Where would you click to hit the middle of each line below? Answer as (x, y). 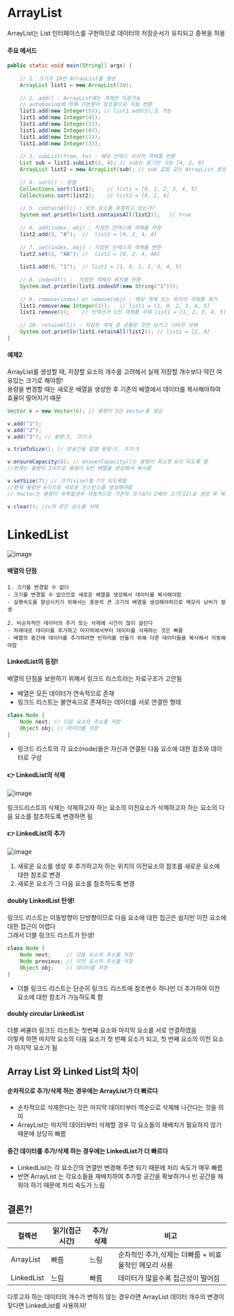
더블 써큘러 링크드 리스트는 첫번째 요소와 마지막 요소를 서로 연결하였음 (102, 1030)
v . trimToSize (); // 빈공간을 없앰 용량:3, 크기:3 (73, 449)
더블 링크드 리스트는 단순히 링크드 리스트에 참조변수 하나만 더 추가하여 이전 (119, 989)
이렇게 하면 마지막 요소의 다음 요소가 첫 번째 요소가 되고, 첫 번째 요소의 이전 (109, 1039)
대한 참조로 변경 (39, 875)
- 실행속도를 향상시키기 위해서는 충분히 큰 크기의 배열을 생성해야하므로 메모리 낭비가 (112, 602)
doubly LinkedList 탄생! (41, 901)
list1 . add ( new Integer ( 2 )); (60, 124)
